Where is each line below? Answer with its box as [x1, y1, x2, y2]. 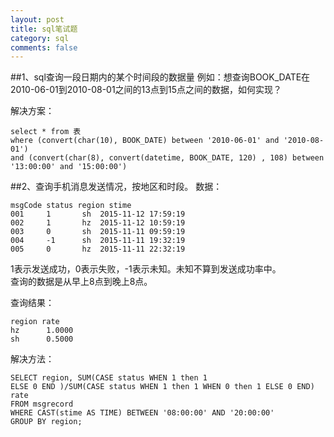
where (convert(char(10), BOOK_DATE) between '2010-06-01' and [10, 136, 280, 146]
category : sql [10, 33, 70, 43]
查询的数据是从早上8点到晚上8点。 [10, 276, 153, 288]
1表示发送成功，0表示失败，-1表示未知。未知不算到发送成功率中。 [10, 263, 282, 275]
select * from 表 [10, 127, 82, 137]
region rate [10, 317, 60, 327]
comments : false [10, 42, 78, 53]
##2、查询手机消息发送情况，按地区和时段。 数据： [10, 181, 223, 193]
